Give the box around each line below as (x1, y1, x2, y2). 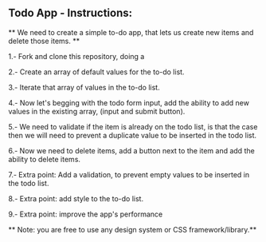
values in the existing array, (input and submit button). (8, 106, 186, 116)
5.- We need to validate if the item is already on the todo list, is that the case (8, 121, 258, 131)
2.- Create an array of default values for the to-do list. (8, 67, 185, 77)
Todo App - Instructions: (8, 6, 133, 20)
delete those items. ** (8, 36, 80, 46)
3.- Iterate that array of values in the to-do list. (8, 82, 161, 92)
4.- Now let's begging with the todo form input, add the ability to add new (8, 97, 249, 107)
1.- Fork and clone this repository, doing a (8, 51, 145, 61)
